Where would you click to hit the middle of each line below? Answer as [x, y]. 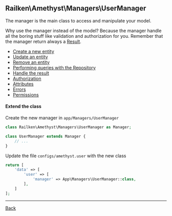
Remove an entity [31, 62]
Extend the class [24, 106]
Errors [19, 89]
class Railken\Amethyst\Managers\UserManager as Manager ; [68, 127]
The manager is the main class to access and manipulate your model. [78, 20]
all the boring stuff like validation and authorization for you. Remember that [84, 36]
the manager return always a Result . [44, 41]
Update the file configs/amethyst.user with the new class [66, 156]
